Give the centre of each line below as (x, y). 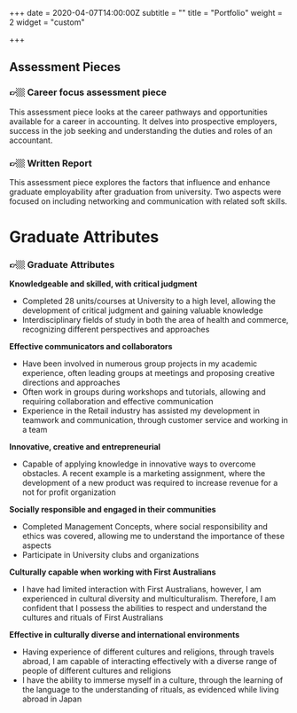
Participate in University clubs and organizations (110, 555)
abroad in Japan (52, 699)
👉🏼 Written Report (51, 163)
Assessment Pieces (65, 67)
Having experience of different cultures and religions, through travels (148, 652)
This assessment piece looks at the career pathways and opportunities (138, 112)
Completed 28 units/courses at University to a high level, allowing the (149, 302)
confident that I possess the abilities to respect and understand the (145, 608)
